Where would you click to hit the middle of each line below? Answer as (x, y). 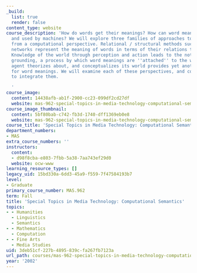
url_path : (18, 256)
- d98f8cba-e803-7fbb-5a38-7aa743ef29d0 (61, 158)
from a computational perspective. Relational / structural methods (97, 44)
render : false (28, 22)
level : (14, 180)
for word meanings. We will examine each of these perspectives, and (98, 71)
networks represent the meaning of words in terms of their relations (99, 50)
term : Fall (19, 196)
